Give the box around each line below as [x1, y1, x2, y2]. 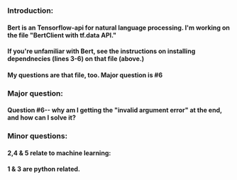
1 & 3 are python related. [7, 165, 80, 174]
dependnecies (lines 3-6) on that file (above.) [7, 55, 145, 63]
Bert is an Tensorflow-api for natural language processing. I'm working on [7, 23, 231, 32]
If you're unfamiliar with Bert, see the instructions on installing [7, 47, 196, 55]
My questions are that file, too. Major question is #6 [7, 70, 163, 79]
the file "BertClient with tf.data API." [7, 30, 117, 39]
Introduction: [7, 6, 54, 16]
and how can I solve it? [7, 113, 77, 122]
